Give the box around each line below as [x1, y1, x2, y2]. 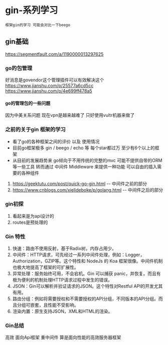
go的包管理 [5, 64, 33, 71]
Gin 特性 [5, 233, 26, 240]
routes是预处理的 [12, 219, 48, 225]
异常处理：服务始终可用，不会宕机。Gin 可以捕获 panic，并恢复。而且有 [12, 271, 161, 277]
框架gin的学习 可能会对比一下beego [5, 22, 71, 28]
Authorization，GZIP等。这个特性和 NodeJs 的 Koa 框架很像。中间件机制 [12, 258, 163, 264]
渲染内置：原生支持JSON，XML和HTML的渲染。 [12, 308, 113, 314]
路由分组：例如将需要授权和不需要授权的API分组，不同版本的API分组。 [12, 296, 159, 302]
